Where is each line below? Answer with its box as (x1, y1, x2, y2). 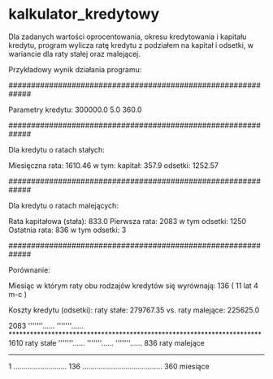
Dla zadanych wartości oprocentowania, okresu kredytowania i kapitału (8, 32, 247, 41)
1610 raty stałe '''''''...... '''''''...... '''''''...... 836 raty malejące (8, 338, 205, 347)
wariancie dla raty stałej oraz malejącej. (8, 49, 141, 58)
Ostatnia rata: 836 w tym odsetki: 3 (8, 225, 127, 235)
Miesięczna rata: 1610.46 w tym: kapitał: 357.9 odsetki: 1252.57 (8, 160, 219, 170)
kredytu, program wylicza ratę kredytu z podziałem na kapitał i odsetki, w (8, 40, 254, 50)
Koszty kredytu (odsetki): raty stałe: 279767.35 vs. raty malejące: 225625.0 (8, 305, 260, 315)
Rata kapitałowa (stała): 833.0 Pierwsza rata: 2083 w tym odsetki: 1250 (8, 216, 246, 226)
